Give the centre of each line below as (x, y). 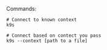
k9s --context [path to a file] (47, 41)
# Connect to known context (42, 20)
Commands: (21, 9)
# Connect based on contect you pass (54, 36)
